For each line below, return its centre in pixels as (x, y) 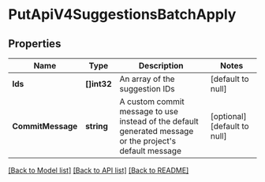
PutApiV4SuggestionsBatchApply (122, 15)
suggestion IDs (147, 89)
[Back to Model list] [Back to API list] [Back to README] (99, 170)
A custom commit (152, 102)
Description (161, 66)
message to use (149, 111)
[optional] (228, 116)
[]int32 (99, 84)
